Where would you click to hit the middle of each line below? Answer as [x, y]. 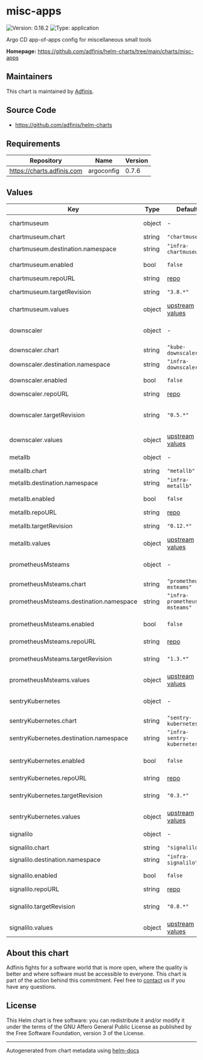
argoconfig [104, 171]
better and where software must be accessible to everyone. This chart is [97, 974]
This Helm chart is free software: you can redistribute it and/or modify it [95, 1020]
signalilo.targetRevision [42, 907]
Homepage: [21, 51]
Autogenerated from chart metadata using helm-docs [73, 1050]
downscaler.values [36, 440]
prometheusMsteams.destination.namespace [73, 602]
